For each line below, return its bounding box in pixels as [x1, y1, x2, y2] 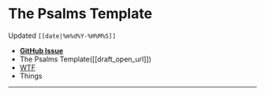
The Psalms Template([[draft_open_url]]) [19, 54, 151, 64]
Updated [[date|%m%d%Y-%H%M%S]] [8, 31, 117, 40]
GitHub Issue [19, 46, 64, 55]
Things [19, 71, 43, 80]
